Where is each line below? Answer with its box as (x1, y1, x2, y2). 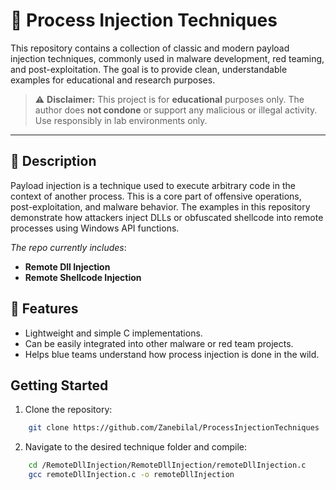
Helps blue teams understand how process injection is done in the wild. (24, 348, 320, 360)
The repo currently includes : (10, 241, 127, 253)
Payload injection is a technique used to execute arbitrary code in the (10, 179, 296, 191)
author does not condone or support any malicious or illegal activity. (34, 104, 318, 116)
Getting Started (10, 377, 109, 394)
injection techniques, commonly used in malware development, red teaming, (10, 52, 325, 64)
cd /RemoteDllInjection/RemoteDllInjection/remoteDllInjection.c (28, 460, 307, 471)
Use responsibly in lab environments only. (34, 114, 208, 126)
